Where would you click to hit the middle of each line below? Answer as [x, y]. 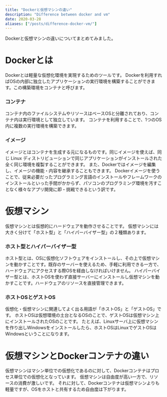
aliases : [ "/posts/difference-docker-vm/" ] [51, 24]
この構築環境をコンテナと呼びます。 [50, 88]
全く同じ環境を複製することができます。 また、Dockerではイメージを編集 [81, 164]
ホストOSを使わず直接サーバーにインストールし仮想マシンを [93, 277]
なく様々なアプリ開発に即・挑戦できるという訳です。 [64, 189]
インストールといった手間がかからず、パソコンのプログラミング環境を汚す [82, 183]
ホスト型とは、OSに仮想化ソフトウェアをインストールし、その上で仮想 [78, 258]
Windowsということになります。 [39, 334]
